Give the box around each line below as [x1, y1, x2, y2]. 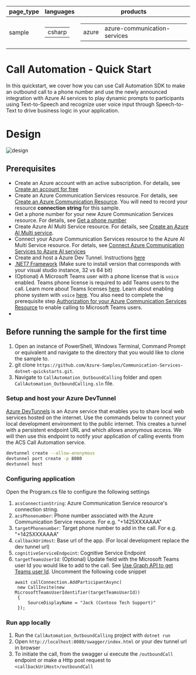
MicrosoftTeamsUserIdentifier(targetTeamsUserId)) [14, 590, 141, 595]
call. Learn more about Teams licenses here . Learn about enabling [14, 285, 174, 292]
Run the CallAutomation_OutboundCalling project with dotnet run [14, 632, 171, 639]
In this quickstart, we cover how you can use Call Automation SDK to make [6, 82, 185, 89]
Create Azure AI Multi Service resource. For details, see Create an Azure [14, 222, 189, 230]
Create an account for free [14, 186, 79, 193]
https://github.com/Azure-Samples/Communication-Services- [37, 362, 184, 368]
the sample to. [14, 355, 50, 362]
